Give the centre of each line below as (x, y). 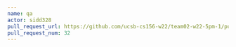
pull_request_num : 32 (39, 33)
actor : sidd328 (29, 20)
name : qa (20, 13)
